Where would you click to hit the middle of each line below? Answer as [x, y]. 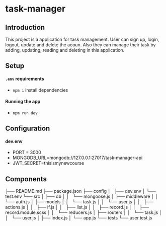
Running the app [23, 102]
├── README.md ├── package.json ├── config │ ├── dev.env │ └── [80, 191]
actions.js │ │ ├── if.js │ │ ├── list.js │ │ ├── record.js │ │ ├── [77, 207]
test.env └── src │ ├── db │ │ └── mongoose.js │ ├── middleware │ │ [82, 196]
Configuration [28, 129]
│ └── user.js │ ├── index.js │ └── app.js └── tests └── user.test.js [79, 218]
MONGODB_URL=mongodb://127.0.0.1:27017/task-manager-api [77, 158]
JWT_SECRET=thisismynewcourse [48, 163]
